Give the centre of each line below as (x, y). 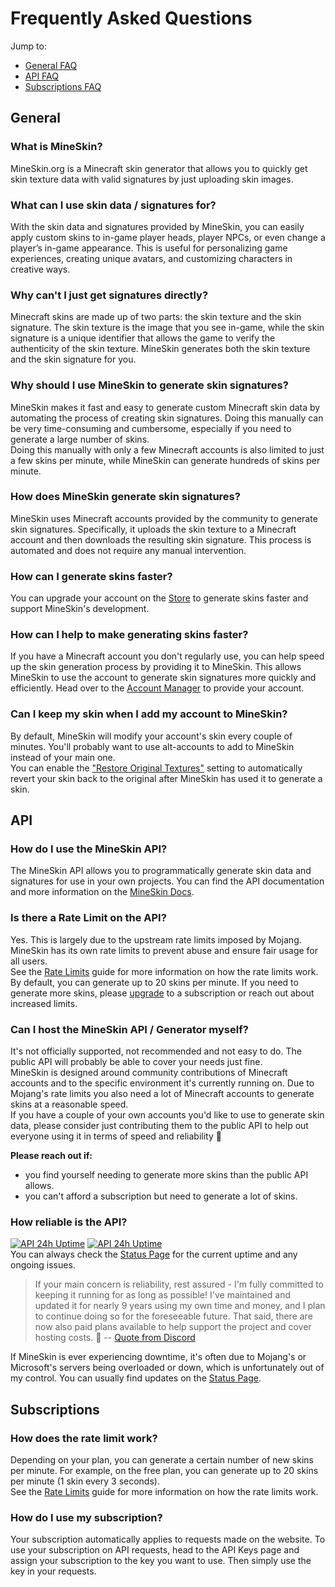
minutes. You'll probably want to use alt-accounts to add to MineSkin (152, 746)
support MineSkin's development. (80, 609)
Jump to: (28, 46)
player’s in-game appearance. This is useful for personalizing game (149, 248)
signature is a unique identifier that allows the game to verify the (143, 338)
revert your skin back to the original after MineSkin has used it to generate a (166, 778)
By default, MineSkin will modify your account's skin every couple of (151, 736)
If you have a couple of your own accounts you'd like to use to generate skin (167, 1114)
